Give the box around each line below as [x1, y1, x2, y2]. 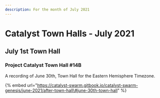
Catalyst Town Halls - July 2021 [5, 28, 134, 39]
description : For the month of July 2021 [5, 7, 90, 12]
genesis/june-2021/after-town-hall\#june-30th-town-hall [5, 87, 118, 93]
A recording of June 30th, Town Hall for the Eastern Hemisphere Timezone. [5, 73, 156, 79]
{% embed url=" [5, 82, 38, 88]
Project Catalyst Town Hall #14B [5, 62, 82, 68]
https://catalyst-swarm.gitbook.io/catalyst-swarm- [37, 82, 138, 88]
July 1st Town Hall [5, 47, 60, 56]
